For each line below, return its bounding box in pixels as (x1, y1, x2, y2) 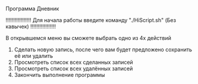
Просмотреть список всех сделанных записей (14, 59, 133, 66)
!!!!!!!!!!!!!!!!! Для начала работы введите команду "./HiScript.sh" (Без (5, 17, 177, 23)
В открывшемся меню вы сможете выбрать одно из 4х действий (5, 35, 172, 41)
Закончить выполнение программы (14, 71, 105, 78)
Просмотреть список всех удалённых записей (14, 65, 133, 72)
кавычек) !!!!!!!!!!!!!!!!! (5, 23, 56, 30)
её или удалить (14, 52, 54, 59)
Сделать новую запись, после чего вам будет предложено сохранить (14, 46, 193, 53)
